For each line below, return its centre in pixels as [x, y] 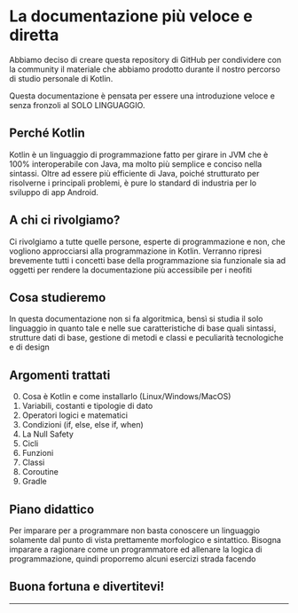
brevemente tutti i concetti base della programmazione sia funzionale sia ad [148, 260]
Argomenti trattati [60, 375]
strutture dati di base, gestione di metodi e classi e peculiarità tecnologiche [146, 338]
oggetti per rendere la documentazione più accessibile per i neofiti [131, 270]
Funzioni [38, 453]
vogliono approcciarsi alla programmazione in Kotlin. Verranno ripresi [135, 251]
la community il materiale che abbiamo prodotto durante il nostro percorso [145, 69]
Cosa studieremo [58, 298]
